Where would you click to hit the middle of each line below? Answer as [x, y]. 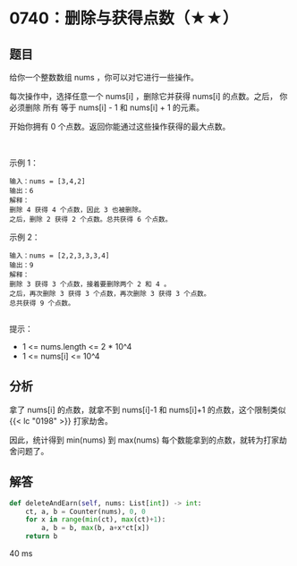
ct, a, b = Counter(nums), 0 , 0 [85, 511]
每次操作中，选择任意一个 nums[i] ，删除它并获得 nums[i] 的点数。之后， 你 [148, 96]
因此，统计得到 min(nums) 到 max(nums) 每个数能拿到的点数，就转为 [136, 440]
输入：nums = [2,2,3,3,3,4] [59, 256]
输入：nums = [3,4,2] [47, 182]
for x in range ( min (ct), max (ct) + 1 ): [96, 520]
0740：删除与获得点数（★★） [124, 18]
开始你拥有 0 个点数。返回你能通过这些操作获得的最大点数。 [120, 127]
